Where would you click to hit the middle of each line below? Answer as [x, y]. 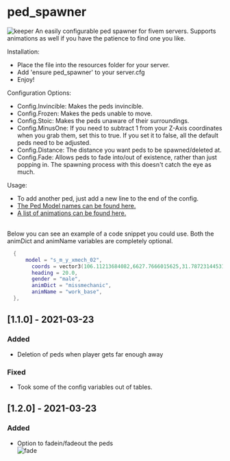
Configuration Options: [39, 93]
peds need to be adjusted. [54, 142]
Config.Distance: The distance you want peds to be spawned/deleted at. [119, 150]
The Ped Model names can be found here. [76, 205]
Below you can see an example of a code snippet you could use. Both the [111, 234]
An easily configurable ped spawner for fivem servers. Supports [126, 31]
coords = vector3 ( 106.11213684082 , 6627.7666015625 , [107, 266]
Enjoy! [26, 79]
